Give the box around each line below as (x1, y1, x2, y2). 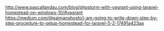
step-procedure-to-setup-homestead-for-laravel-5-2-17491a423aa (5, 20, 144, 26)
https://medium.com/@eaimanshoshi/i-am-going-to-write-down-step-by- (5, 15, 158, 20)
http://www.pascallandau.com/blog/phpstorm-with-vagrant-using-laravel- (5, 4, 159, 10)
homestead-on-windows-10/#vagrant (5, 9, 83, 15)
